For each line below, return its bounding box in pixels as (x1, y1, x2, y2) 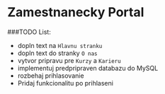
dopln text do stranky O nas (17, 49, 98, 57)
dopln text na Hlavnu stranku (17, 41, 103, 49)
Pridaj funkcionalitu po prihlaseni (17, 78, 113, 87)
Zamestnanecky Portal (7, 4, 144, 20)
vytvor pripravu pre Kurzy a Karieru (17, 56, 122, 64)
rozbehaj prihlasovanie (17, 71, 84, 80)
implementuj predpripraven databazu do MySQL (17, 64, 159, 72)
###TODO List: (7, 28, 51, 36)
